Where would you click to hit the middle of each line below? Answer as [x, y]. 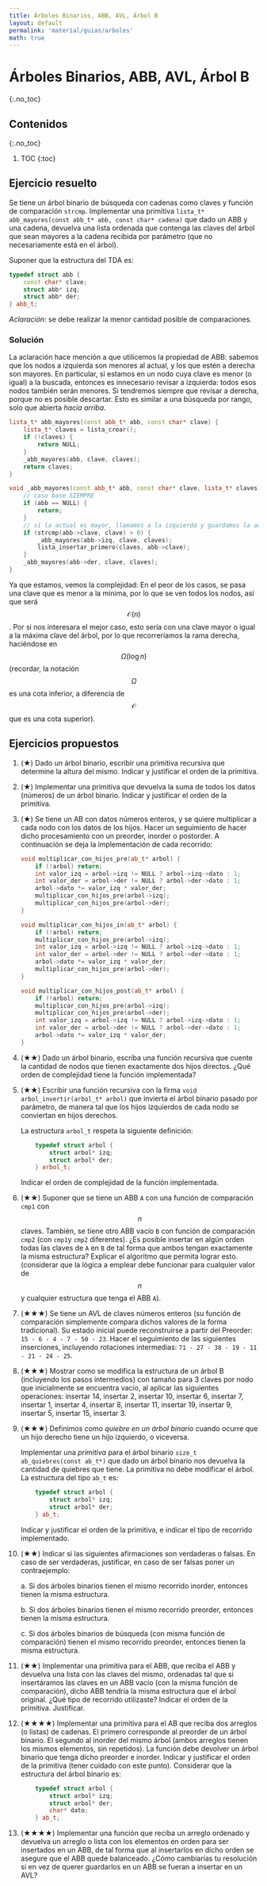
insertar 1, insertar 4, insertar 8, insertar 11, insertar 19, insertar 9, [126, 1405]
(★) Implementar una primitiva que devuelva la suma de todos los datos [138, 786]
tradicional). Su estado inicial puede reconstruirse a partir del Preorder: [136, 1330]
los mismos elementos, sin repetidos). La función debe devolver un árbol [139, 1749]
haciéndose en [33, 643]
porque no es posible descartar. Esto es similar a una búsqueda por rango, [131, 399]
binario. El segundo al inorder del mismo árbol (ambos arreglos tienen [134, 1740]
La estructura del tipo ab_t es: [69, 1478]
